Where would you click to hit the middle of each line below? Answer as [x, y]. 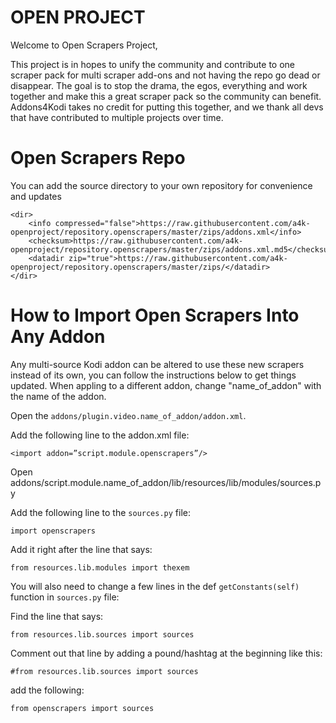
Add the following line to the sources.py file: [101, 512]
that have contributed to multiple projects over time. [117, 117]
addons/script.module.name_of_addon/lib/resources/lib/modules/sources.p [166, 482]
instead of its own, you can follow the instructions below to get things [153, 375]
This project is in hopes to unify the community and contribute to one [153, 64]
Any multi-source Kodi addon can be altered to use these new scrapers [157, 364]
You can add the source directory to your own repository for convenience [161, 185]
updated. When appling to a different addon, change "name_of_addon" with [166, 385]
